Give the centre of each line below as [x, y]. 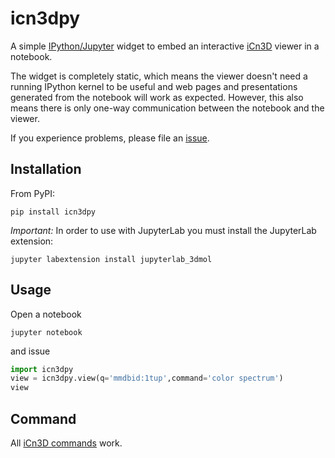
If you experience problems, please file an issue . [110, 138]
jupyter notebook [46, 332]
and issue [30, 351]
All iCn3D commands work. [66, 443]
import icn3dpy [42, 369]
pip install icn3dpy [53, 212]
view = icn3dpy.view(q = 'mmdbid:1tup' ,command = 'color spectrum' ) [147, 378]
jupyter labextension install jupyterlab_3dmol [111, 259]
